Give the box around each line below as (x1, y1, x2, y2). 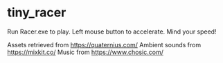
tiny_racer (7, 5, 66, 21)
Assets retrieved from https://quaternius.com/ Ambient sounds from (7, 40, 202, 49)
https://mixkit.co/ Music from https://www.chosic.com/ (7, 48, 164, 56)
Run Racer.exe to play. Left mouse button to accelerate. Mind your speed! (7, 27, 217, 36)
